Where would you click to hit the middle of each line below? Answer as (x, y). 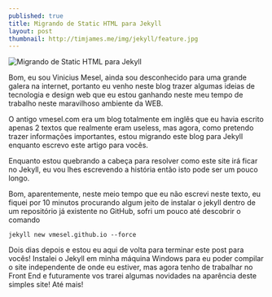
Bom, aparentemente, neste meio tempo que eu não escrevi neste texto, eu (135, 194)
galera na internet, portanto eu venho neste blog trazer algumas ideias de (132, 86)
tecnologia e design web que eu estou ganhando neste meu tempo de (126, 95)
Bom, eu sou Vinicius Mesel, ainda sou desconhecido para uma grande (127, 77)
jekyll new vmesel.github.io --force (72, 235)
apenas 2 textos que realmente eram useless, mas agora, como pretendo (131, 128)
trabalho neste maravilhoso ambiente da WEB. (86, 103)
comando (24, 220)
